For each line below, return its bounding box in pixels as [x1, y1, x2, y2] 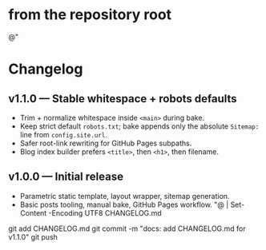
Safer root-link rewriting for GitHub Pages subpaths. [19, 138, 192, 148]
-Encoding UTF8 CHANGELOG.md [48, 208, 162, 217]
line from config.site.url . [19, 129, 108, 139]
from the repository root [8, 6, 172, 24]
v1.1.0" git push [8, 232, 58, 241]
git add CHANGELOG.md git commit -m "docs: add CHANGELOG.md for [8, 224, 246, 233]
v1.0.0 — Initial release [8, 170, 124, 184]
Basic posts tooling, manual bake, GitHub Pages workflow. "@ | [19, 200, 229, 209]
